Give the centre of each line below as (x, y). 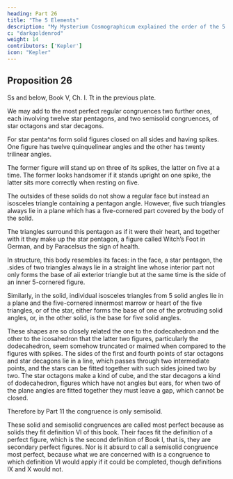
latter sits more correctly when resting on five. (73, 182)
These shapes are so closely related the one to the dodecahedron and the (113, 331)
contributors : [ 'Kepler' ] (45, 46)
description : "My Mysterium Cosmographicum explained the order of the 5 (116, 26)
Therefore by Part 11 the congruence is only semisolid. (85, 411)
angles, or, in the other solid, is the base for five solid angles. (94, 317)
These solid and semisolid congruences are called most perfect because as (116, 425)
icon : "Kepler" (29, 53)
